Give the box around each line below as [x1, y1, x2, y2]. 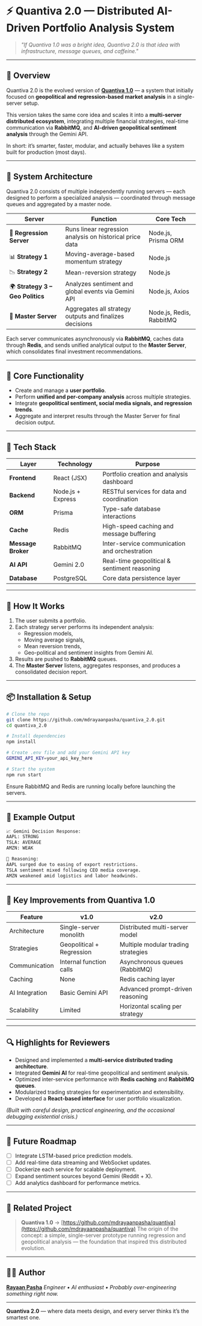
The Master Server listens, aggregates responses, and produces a [14, 662, 180, 669]
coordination [102, 495, 138, 504]
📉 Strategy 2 [9, 267, 48, 276]
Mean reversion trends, [23, 643, 82, 649]
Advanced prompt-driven [119, 985, 192, 993]
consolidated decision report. [14, 668, 88, 675]
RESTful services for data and [102, 487, 187, 496]
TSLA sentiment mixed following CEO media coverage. [6, 867, 141, 873]
